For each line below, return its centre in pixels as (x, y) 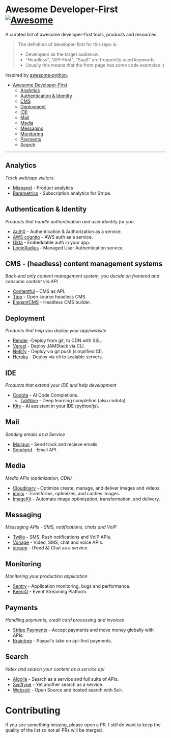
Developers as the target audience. (62, 54)
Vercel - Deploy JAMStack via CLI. (49, 346)
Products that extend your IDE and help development (61, 385)
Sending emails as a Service (35, 434)
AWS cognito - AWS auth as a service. (53, 237)
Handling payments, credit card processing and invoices (65, 620)
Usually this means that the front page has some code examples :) (95, 65)
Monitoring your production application (47, 576)
